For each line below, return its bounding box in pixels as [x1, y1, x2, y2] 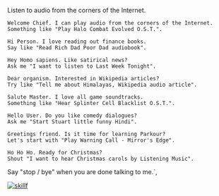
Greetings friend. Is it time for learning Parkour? [7, 130, 166, 137]
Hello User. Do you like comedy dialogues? [7, 112, 138, 119]
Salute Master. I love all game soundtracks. [7, 94, 143, 101]
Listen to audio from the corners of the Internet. [7, 6, 146, 14]
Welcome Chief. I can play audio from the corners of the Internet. [7, 20, 213, 27]
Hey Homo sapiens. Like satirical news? [7, 56, 129, 63]
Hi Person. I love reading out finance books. [7, 38, 147, 45]
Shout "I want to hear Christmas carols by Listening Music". [7, 155, 194, 162]
